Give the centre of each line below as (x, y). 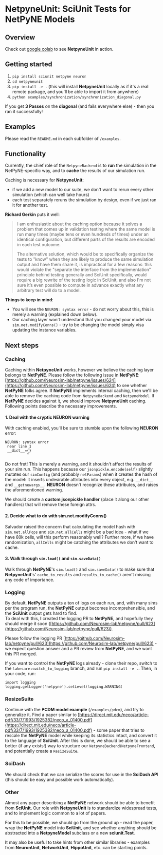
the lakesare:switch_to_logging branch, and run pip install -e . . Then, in (81, 668)
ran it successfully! (24, 111)
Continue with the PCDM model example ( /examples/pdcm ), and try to (74, 710)
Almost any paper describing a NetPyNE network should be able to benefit (80, 802)
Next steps (22, 345)
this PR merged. (21, 654)
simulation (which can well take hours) (51, 195)
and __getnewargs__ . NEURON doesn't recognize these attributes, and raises (82, 485)
